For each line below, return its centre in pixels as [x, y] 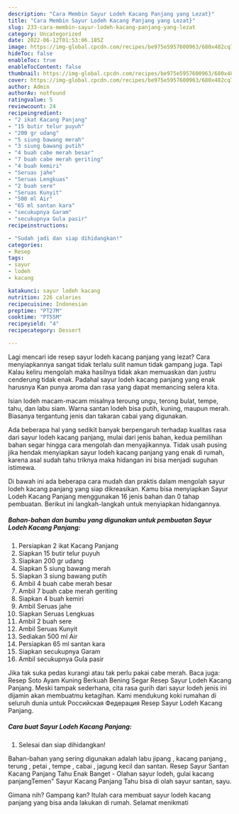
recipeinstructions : [39, 225]
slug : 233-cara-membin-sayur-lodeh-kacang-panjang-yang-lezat [102, 27]
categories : [26, 245]
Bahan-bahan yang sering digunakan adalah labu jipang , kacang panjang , [117, 759]
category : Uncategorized [45, 34]
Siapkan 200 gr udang [51, 561]
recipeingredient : [35, 113]
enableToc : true [32, 60]
